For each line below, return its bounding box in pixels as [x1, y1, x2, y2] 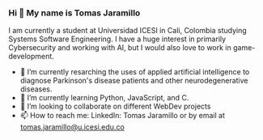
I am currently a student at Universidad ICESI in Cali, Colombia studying [8, 26, 247, 36]
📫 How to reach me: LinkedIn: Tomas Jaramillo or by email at [19, 111, 225, 121]
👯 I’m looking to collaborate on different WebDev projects [19, 101, 211, 112]
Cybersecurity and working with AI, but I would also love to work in [8, 43, 232, 53]
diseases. [19, 84, 53, 94]
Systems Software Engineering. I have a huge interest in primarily [8, 34, 227, 44]
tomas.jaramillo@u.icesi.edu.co [19, 122, 125, 132]
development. [8, 52, 54, 62]
